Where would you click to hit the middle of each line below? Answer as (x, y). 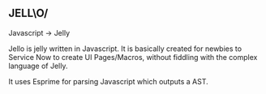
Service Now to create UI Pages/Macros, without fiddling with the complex (133, 57)
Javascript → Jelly (39, 32)
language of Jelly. (38, 66)
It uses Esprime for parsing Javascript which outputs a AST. (108, 81)
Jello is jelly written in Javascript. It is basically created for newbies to (125, 49)
